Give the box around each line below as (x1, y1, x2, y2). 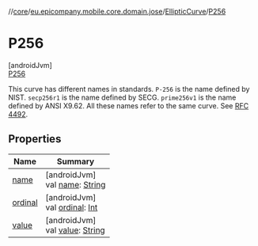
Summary (56, 156, 95, 167)
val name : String (45, 179, 106, 190)
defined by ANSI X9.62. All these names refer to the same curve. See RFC (8, 100, 249, 110)
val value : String (45, 225, 105, 236)
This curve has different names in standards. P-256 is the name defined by (8, 84, 250, 93)
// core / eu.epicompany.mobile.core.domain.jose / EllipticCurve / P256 (8, 7, 226, 16)
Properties (8, 132, 62, 146)
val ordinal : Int (45, 202, 98, 213)
